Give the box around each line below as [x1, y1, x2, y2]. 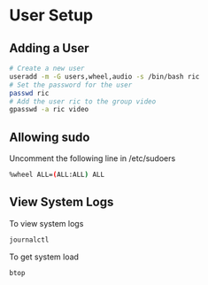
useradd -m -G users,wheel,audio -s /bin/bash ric [9, 72, 200, 81]
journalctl [9, 235, 50, 244]
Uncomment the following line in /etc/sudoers [9, 153, 176, 164]
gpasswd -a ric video [9, 105, 89, 114]
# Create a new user [9, 64, 86, 73]
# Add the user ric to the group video [9, 96, 157, 106]
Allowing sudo [9, 129, 90, 144]
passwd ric [9, 89, 50, 97]
